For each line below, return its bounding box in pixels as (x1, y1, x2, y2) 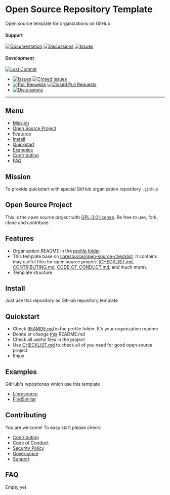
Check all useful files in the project (12, 336, 85, 343)
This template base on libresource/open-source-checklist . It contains (12, 253, 157, 259)
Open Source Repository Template (5, 4, 153, 15)
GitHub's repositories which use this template (5, 381, 100, 387)
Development (5, 55, 34, 61)
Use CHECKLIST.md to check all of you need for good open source (12, 342, 153, 348)
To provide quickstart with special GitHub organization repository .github (5, 185, 158, 192)
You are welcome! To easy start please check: (5, 424, 101, 430)
